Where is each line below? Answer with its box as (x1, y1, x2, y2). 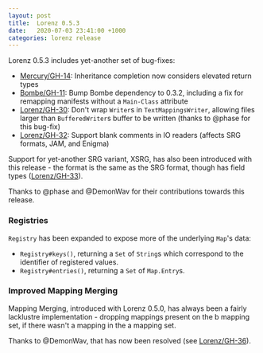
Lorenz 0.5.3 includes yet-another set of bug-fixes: (8, 56, 176, 65)
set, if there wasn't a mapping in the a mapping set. (8, 320, 176, 330)
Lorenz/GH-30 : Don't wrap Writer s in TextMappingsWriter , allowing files (19, 105, 256, 115)
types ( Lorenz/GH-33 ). (8, 171, 83, 181)
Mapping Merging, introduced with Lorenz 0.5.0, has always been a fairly (8, 304, 248, 313)
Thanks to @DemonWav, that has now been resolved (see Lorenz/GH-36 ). (8, 335, 252, 345)
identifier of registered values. (19, 257, 119, 267)
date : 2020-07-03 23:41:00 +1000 (8, 26, 126, 34)
